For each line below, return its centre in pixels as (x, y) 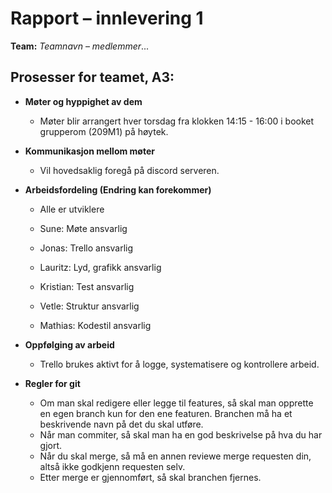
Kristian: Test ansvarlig (87, 286)
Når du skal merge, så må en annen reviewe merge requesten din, (175, 456)
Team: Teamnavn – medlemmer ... (80, 46)
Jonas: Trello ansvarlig (86, 248)
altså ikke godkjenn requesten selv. (112, 466)
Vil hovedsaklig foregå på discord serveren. (129, 170)
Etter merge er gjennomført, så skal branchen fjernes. (150, 477)
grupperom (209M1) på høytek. (104, 131)
